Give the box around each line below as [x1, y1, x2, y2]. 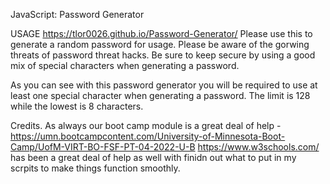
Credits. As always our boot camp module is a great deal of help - [10, 120, 282, 131]
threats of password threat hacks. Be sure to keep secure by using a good [10, 49, 316, 61]
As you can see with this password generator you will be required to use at [10, 79, 318, 91]
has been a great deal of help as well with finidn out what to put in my [10, 152, 297, 163]
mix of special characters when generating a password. [10, 60, 240, 71]
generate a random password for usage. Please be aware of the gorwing [10, 39, 310, 50]
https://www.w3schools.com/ [197, 141, 320, 153]
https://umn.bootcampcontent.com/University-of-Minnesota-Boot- [10, 130, 286, 142]
